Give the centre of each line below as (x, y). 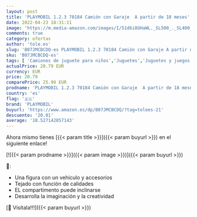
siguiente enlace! (27, 144)
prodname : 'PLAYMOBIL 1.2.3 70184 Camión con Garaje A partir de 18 (93, 88)
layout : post (22, 11)
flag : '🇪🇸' (21, 99)
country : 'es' (23, 93)
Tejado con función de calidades (54, 184)
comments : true (25, 33)
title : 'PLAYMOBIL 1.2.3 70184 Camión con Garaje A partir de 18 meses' (98, 17)
